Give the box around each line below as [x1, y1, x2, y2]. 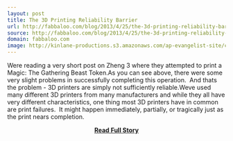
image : [7, 42, 26, 49]
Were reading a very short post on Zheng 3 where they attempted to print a [7, 62, 222, 69]
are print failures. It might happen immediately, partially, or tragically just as [7, 105, 224, 113]
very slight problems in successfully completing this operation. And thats [7, 76, 217, 84]
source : [7, 29, 30, 37]
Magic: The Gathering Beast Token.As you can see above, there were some [7, 68, 223, 77]
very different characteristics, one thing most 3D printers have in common [7, 98, 218, 106]
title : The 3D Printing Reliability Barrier [7, 17, 138, 23]
